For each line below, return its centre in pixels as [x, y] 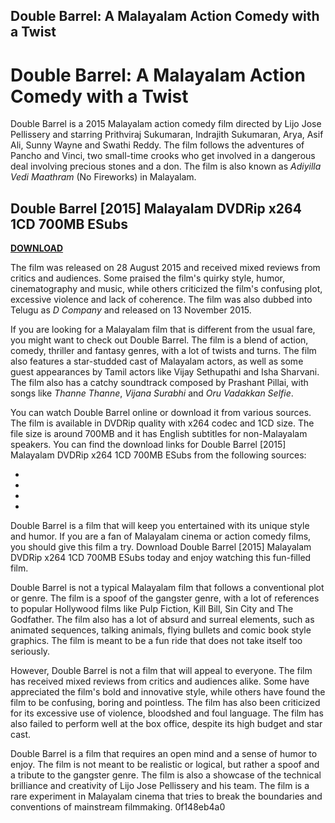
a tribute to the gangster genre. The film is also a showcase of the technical [166, 775]
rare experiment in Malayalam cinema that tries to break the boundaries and [166, 796]
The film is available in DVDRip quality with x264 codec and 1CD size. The [162, 423]
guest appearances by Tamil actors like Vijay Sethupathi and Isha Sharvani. [165, 372]
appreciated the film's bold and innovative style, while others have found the [168, 692]
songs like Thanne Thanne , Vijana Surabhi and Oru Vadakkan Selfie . [152, 393]
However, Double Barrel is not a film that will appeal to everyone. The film [161, 671]
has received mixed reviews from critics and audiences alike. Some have [160, 681]
